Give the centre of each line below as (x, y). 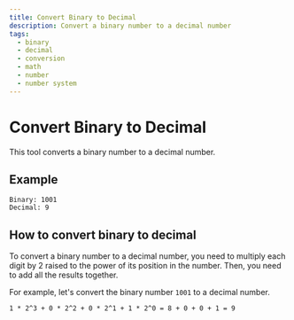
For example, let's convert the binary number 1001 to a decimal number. (139, 293)
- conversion (41, 59)
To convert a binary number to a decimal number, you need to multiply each (147, 256)
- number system (47, 83)
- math (29, 67)
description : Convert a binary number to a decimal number (120, 26)
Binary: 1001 (33, 200)
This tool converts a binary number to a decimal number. (112, 152)
